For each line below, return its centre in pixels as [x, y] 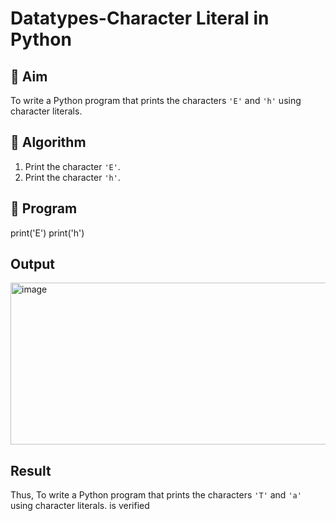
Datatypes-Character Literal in [140, 18]
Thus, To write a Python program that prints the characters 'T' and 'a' [156, 495]
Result [31, 470]
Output [32, 264]
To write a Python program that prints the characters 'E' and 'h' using [156, 100]
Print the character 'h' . [72, 177]
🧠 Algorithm [48, 142]
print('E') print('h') [47, 233]
